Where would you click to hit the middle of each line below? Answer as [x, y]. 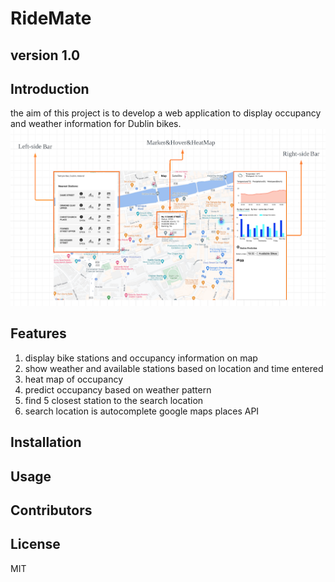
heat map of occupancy [74, 379]
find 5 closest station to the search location [114, 400]
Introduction [50, 88]
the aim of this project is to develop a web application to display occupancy [166, 113]
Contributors [51, 510]
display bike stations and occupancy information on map [141, 358]
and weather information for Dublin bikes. [96, 124]
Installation [46, 442]
